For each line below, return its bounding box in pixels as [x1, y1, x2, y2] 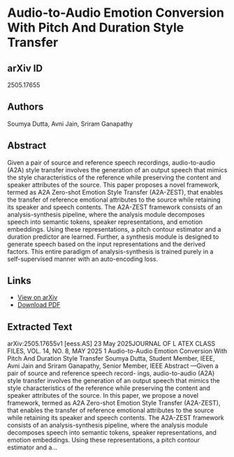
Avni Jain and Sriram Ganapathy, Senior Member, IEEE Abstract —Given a [7, 361, 219, 370]
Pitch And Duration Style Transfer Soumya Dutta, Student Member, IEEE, [7, 354, 215, 363]
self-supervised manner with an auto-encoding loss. [7, 255, 159, 263]
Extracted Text [7, 321, 73, 333]
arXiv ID [7, 62, 43, 74]
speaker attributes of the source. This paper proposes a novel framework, [7, 180, 220, 189]
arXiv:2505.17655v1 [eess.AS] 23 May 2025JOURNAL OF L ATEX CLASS [7, 340, 215, 348]
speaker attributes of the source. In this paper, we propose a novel [7, 391, 199, 400]
